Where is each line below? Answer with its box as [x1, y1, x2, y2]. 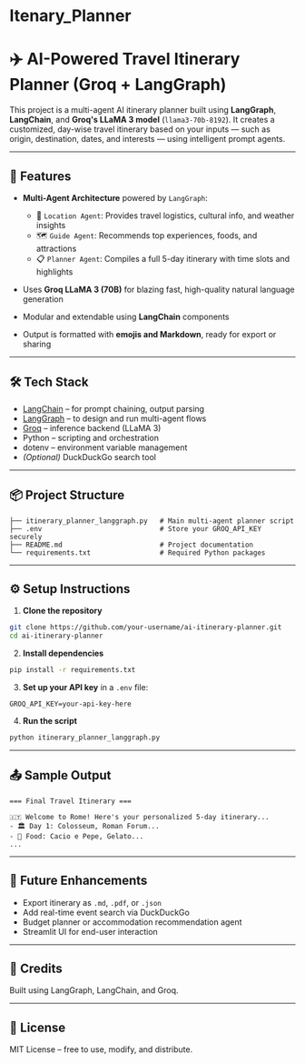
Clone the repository [22, 606, 103, 617]
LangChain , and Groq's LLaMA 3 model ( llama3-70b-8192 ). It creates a [9, 115, 275, 125]
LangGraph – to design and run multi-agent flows [22, 413, 207, 424]
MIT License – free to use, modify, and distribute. [9, 1044, 193, 1055]
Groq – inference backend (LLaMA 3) [22, 422, 162, 433]
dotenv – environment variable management [22, 442, 188, 453]
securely [9, 532, 43, 541]
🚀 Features [9, 168, 72, 184]
